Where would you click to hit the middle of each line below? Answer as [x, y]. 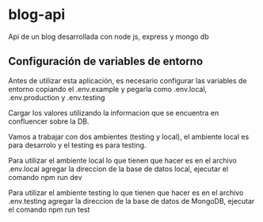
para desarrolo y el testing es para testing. [77, 145]
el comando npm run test [49, 209]
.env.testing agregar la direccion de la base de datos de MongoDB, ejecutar [131, 201]
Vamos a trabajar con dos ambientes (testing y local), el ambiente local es [129, 136]
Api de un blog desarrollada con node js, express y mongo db [109, 36]
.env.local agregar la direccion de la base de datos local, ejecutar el [118, 169]
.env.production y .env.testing [57, 98]
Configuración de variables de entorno [106, 61]
